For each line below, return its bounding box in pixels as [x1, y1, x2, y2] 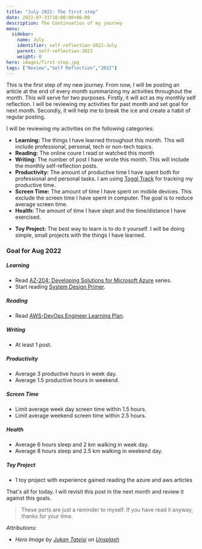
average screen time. [14, 201, 68, 208]
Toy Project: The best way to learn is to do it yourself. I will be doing [14, 225, 185, 233]
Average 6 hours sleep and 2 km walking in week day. [14, 441, 149, 448]
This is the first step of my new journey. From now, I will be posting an [6, 81, 180, 89]
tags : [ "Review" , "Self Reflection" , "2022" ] [6, 64, 118, 71]
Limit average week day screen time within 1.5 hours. [14, 406, 147, 413]
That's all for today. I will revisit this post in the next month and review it [6, 488, 184, 495]
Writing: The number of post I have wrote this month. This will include [14, 156, 189, 163]
